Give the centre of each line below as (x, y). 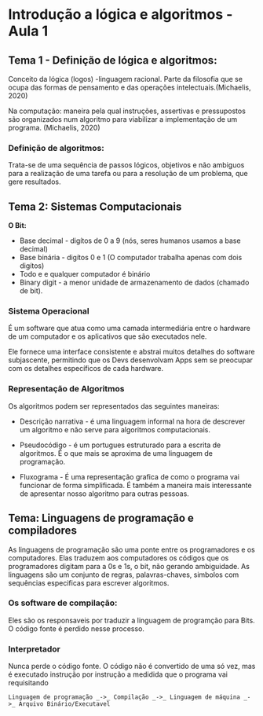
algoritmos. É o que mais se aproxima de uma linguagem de (116, 453)
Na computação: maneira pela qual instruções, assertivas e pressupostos (127, 111)
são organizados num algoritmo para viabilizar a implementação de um (123, 119)
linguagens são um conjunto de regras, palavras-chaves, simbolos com (124, 575)
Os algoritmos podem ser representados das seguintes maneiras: (114, 406)
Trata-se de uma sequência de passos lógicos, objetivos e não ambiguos (126, 165)
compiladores (42, 531)
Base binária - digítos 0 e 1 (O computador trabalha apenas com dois (131, 258)
